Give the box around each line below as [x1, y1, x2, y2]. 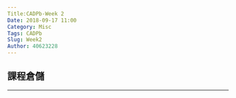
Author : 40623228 [7, 43, 58, 50]
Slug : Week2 [7, 36, 42, 43]
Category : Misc [7, 23, 52, 30]
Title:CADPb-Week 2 [7, 10, 65, 17]
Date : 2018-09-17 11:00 [7, 17, 77, 24]
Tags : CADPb [7, 29, 42, 37]
